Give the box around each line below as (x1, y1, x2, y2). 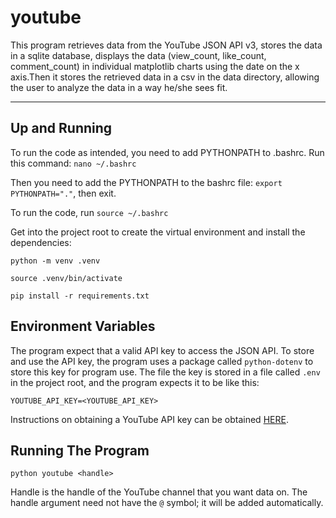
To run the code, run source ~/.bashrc (10, 206, 169, 218)
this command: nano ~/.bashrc (10, 157, 137, 169)
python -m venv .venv (10, 256, 101, 266)
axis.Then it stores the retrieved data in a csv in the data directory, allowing (10, 71, 320, 83)
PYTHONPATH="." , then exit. (10, 187, 117, 199)
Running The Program (10, 442, 150, 459)
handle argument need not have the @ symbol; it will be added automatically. (10, 497, 324, 509)
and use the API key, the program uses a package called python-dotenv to (10, 355, 314, 367)
